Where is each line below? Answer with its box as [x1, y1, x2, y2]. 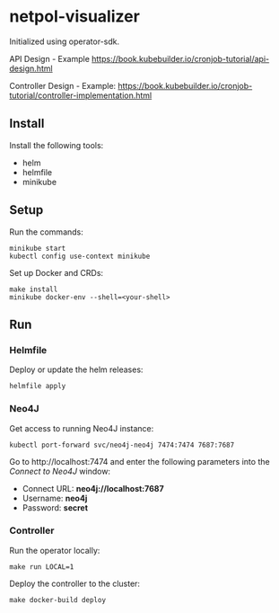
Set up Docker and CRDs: [9, 267, 104, 278]
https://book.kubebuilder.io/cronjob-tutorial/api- [91, 53, 270, 64]
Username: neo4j [22, 493, 88, 503]
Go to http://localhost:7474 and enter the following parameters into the [9, 456, 271, 466]
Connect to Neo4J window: [9, 466, 110, 476]
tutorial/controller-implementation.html [9, 90, 153, 101]
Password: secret [22, 502, 88, 513]
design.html [9, 63, 53, 74]
